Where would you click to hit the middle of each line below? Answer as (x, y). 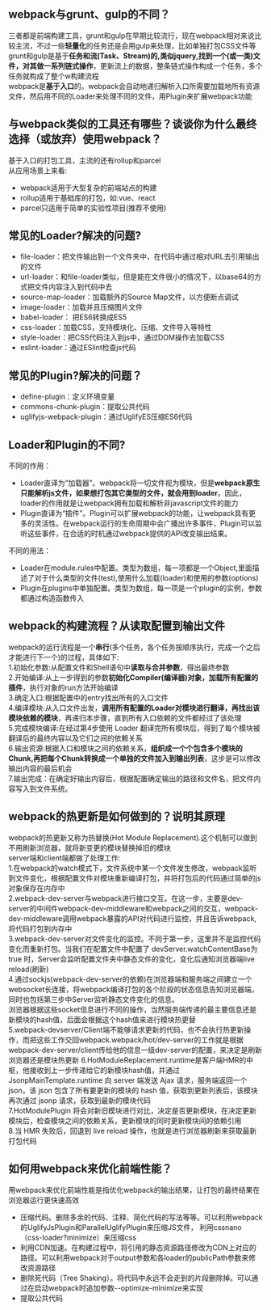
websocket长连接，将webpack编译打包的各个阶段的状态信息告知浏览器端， (134, 989)
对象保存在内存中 (37, 888)
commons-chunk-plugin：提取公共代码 (85, 407)
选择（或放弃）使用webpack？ (85, 139)
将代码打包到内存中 (40, 928)
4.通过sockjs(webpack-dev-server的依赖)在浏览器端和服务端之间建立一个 (130, 979)
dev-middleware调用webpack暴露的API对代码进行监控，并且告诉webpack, (132, 918)
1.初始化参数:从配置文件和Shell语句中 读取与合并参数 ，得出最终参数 (119, 667)
